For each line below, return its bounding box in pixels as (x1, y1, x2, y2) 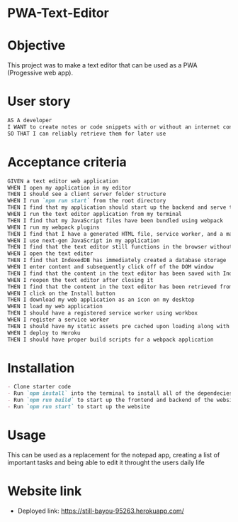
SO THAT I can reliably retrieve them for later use (7, 130, 166, 137)
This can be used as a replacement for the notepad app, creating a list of (7, 450, 220, 459)
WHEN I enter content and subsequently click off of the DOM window (7, 263, 214, 271)
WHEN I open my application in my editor (7, 184, 132, 191)
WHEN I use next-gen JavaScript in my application (7, 236, 160, 244)
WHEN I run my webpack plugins (7, 224, 100, 231)
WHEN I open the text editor (7, 250, 93, 257)
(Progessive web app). (7, 69, 73, 77)
